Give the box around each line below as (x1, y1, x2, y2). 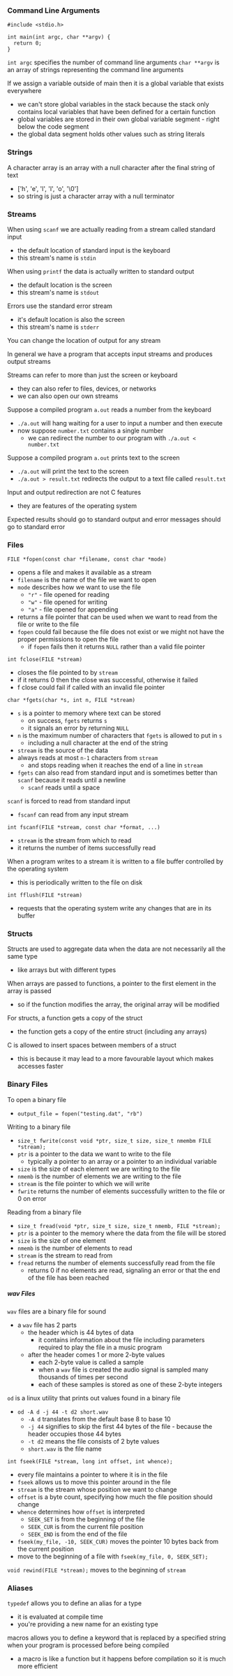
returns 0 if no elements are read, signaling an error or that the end (27, 1266, 220, 1274)
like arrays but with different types (17, 966, 116, 974)
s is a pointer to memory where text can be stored (17, 709, 161, 717)
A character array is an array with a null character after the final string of (7, 163, 215, 171)
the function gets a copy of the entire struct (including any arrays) (17, 1027, 207, 1036)
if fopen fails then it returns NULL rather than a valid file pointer (27, 642, 206, 651)
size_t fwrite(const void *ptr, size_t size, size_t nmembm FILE (17, 1137, 211, 1144)
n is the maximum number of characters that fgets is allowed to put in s (17, 731, 223, 740)
